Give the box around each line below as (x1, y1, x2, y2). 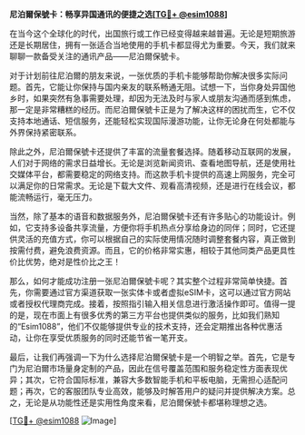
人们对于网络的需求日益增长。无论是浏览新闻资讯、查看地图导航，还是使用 (9, 158, 288, 168)
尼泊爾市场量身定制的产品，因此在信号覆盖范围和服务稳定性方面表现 (25, 363, 280, 373)
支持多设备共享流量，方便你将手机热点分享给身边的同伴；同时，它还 (33, 222, 288, 232)
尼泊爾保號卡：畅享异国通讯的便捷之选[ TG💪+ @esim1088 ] (9, 9, 229, 19)
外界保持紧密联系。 (9, 127, 82, 137)
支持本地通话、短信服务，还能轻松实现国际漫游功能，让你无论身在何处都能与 (9, 115, 296, 126)
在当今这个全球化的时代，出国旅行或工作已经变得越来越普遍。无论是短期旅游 (9, 28, 296, 39)
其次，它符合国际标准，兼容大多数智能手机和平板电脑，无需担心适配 (25, 374, 280, 385)
